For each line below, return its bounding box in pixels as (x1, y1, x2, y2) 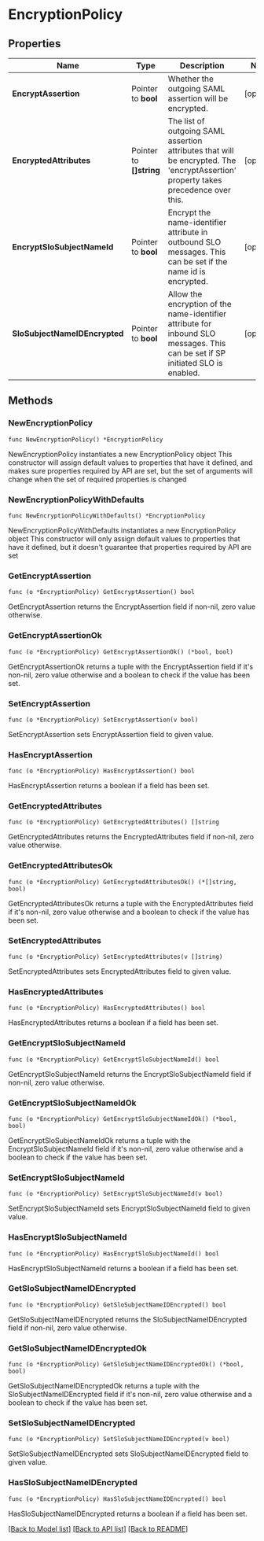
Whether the (167, 73, 214, 84)
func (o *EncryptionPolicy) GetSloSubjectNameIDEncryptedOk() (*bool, (8, 1361, 244, 1369)
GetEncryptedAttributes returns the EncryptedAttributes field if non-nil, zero (8, 832, 254, 842)
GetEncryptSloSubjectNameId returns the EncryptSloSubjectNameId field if (8, 1069, 251, 1078)
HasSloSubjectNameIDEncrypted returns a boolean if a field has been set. (8, 1509, 247, 1518)
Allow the (167, 289, 203, 300)
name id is (167, 266, 206, 277)
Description (179, 61, 225, 71)
